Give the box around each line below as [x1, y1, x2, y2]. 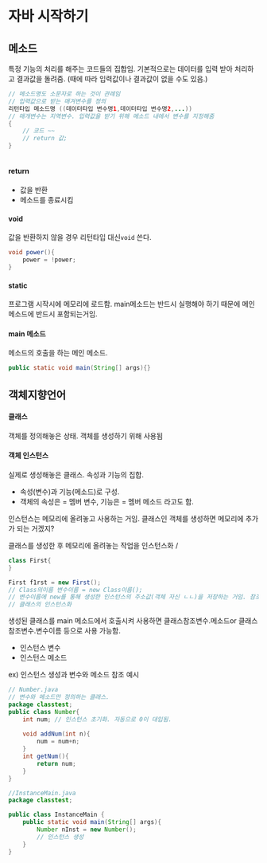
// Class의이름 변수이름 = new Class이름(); [8, 586, 143, 594]
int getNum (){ [22, 752, 69, 761]
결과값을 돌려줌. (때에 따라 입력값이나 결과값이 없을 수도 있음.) [16, 74, 208, 84]
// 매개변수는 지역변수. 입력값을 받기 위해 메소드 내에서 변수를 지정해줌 [8, 112, 215, 120]
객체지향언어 [8, 388, 66, 402]
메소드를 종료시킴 [19, 195, 74, 205]
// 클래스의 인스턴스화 [8, 601, 72, 609]
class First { [8, 556, 52, 564]
